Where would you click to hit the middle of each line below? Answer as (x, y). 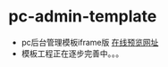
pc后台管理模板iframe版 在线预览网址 (90, 42)
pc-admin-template (83, 17)
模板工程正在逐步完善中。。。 (72, 53)
